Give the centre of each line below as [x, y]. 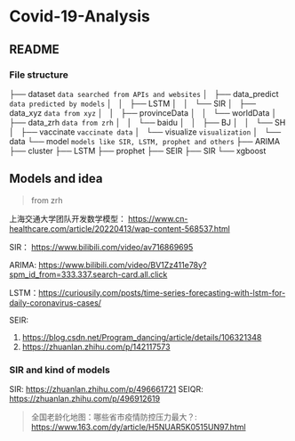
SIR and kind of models [60, 370]
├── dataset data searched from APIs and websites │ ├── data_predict [144, 94]
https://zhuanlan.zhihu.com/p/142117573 [96, 347]
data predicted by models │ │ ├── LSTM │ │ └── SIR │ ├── [132, 103]
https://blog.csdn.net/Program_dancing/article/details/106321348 [142, 337]
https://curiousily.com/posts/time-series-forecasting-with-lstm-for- [162, 292]
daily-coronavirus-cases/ [56, 302]
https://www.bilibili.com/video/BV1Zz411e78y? [123, 265]
